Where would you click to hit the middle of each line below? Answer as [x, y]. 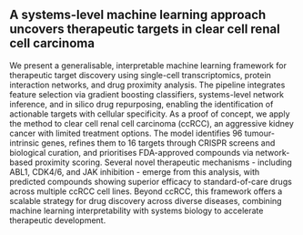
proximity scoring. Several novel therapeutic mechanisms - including [164, 162]
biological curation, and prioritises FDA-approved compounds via [131, 152]
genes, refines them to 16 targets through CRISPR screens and [158, 143]
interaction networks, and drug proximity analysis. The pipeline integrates [147, 85]
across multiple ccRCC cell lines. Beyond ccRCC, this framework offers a [146, 191]
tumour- [260, 133]
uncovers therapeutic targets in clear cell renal [145, 30]
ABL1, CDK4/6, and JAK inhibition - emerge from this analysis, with [135, 171]
